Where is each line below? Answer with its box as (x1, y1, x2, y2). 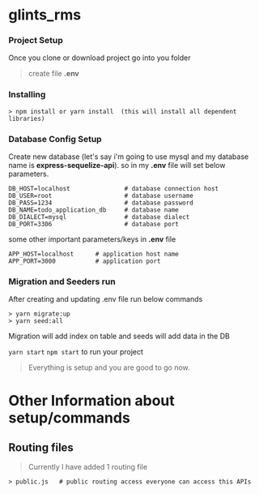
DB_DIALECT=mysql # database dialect (8, 213, 190, 221)
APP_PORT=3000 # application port (8, 257, 161, 265)
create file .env (28, 69, 79, 79)
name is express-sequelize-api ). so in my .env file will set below (8, 161, 226, 170)
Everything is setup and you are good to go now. (28, 363, 190, 372)
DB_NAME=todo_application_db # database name (8, 206, 180, 214)
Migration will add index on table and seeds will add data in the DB (8, 331, 231, 342)
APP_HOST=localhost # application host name (8, 250, 180, 259)
